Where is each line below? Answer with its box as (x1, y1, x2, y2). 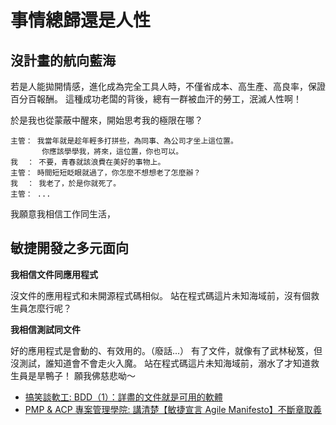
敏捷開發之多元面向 (10, 240, 129, 257)
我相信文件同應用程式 (10, 268, 98, 280)
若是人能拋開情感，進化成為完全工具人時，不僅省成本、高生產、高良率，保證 (10, 81, 326, 92)
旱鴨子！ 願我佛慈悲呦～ (36, 369, 136, 381)
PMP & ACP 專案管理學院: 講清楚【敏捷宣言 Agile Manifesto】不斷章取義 (24, 403, 322, 415)
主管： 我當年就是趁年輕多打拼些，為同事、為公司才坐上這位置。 (10, 136, 238, 146)
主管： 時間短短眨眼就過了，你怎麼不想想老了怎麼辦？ (10, 168, 202, 178)
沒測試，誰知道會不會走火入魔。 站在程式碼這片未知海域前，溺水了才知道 (10, 357, 311, 369)
